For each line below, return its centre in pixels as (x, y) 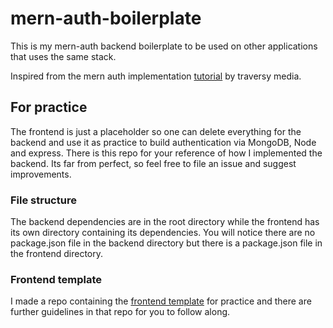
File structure (43, 200)
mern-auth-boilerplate (106, 18)
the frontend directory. (57, 254)
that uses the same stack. (63, 56)
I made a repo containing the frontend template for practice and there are (161, 301)
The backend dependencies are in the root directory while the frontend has (165, 222)
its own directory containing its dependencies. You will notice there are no (163, 233)
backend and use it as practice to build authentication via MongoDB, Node (163, 142)
